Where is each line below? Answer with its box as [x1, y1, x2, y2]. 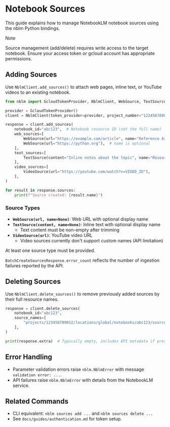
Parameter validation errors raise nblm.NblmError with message [12, 366, 144, 372]
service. [12, 382, 30, 388]
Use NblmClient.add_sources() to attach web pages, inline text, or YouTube [5, 84, 162, 90]
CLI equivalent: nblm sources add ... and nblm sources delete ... [12, 410, 153, 416]
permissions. [5, 55, 32, 61]
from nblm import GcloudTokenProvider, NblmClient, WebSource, [5, 99, 142, 104]
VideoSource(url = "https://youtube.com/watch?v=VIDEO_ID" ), [23, 169, 151, 174]
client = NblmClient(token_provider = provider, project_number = [5, 113, 142, 118]
